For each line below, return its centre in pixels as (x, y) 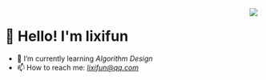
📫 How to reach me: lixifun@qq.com (78, 67)
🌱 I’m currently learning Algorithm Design (85, 58)
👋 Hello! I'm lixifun (67, 36)
